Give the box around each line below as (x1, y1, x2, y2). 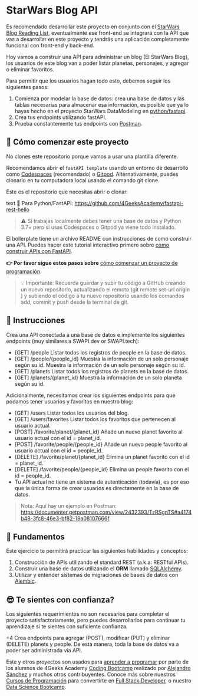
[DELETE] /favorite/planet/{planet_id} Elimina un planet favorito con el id (14, 453, 190, 460)
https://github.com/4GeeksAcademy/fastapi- (74, 199, 184, 206)
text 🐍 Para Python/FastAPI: (6, 199, 74, 206)
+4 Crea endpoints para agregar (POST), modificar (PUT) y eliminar (6, 635, 170, 642)
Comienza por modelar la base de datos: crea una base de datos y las (14, 95, 184, 102)
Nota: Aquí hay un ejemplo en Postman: (20, 502, 117, 509)
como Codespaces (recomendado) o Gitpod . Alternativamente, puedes (6, 170, 179, 178)
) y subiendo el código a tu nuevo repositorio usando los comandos (20, 292, 184, 299)
